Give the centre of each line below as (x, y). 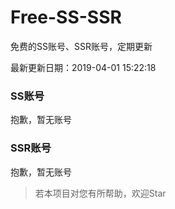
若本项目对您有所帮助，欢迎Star (100, 193)
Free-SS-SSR (66, 17)
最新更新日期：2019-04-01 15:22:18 (83, 67)
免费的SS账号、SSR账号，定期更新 (81, 46)
